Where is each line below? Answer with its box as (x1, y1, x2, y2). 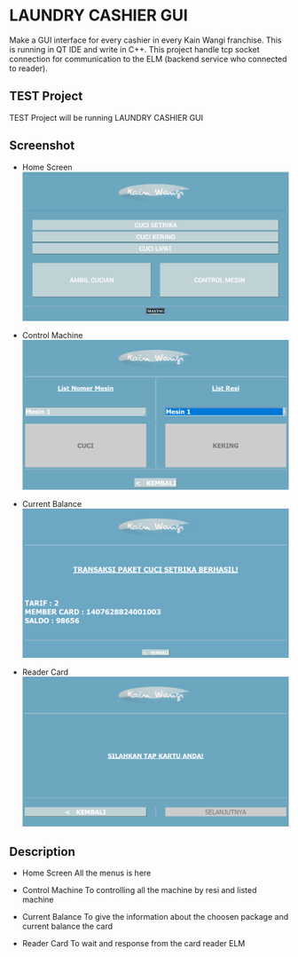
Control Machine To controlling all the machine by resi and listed (21, 884, 257, 895)
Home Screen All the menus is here (21, 867, 152, 878)
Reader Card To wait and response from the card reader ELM (21, 937, 246, 948)
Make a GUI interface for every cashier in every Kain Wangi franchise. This (9, 35, 282, 45)
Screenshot (9, 138, 75, 154)
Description (9, 844, 75, 859)
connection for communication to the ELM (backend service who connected (9, 53, 287, 64)
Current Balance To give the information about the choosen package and (21, 911, 289, 921)
